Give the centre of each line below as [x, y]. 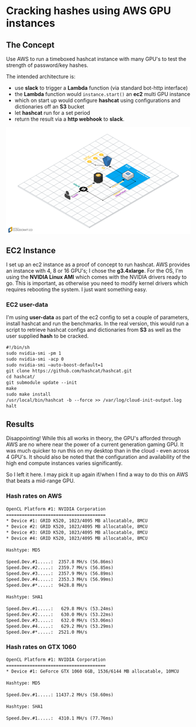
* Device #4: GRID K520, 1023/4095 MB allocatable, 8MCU [77, 538]
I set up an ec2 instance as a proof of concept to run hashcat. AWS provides [98, 264]
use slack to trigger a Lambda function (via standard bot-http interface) [101, 88]
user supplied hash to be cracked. [47, 336]
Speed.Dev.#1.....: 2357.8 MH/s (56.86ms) [60, 562]
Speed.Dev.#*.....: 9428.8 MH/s [47, 585]
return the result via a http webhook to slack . [69, 119]
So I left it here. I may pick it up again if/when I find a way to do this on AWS [97, 475]
